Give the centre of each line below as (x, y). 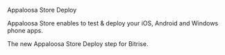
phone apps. (25, 31)
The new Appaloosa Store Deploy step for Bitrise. (78, 44)
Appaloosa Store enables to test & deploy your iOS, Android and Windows (113, 23)
